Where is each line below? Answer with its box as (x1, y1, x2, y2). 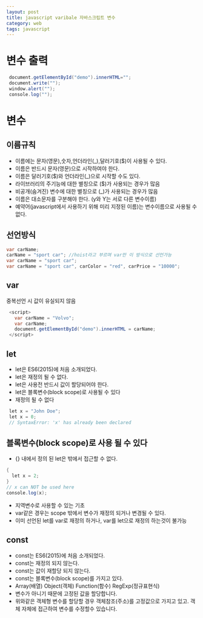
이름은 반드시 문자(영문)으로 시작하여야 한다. (15, 165, 120, 172)
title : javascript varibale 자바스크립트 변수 (6, 15, 116, 21)
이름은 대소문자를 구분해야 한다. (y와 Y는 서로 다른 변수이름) (15, 195, 157, 203)
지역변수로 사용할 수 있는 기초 (15, 501, 85, 509)
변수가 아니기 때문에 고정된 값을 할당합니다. (15, 589, 118, 597)
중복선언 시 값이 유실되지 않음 (6, 297, 76, 304)
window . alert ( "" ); (8, 86, 56, 92)
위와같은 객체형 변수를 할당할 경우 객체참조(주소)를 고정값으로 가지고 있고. (15, 597, 189, 605)
